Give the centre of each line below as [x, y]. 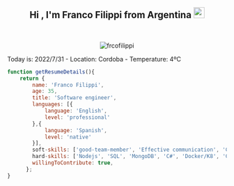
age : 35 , [45, 92]
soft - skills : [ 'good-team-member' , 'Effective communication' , [126, 150]
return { [32, 78]
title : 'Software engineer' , [75, 98]
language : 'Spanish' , [76, 130]
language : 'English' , [76, 111]
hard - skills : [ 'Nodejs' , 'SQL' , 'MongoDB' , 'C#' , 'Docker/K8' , [126, 157]
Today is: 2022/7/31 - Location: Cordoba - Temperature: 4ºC [94, 59]
